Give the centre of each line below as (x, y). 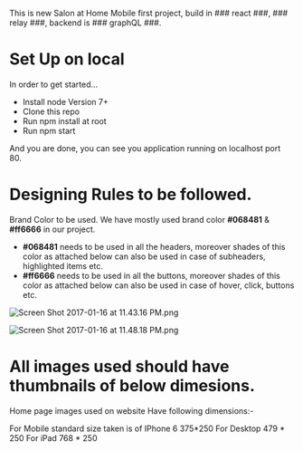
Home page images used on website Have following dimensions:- (132, 410)
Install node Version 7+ (65, 101)
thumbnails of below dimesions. (133, 386)
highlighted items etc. (63, 265)
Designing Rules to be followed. (131, 195)
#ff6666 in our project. (52, 229)
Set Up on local (67, 59)
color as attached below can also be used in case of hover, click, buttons (158, 285)
